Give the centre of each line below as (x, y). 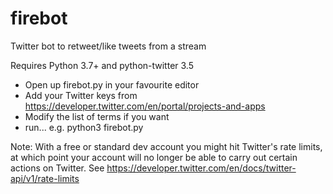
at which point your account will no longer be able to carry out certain (154, 157)
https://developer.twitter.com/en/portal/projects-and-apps (145, 106)
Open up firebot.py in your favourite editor (112, 84)
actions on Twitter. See (57, 168)
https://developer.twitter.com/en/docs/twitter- (201, 168)
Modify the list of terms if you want (97, 116)
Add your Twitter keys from (81, 95)
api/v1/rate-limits (45, 178)
